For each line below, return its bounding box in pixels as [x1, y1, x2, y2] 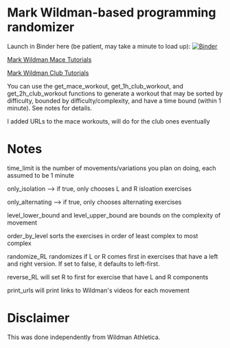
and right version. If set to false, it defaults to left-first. [7, 259, 160, 268]
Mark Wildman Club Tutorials [7, 69, 89, 77]
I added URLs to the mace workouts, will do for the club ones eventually [7, 117, 211, 125]
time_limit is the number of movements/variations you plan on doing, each [7, 163, 216, 172]
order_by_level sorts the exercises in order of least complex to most [7, 231, 198, 240]
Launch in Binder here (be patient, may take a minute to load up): [7, 42, 191, 50]
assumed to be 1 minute [7, 171, 74, 179]
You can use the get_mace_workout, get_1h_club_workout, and [7, 82, 184, 90]
